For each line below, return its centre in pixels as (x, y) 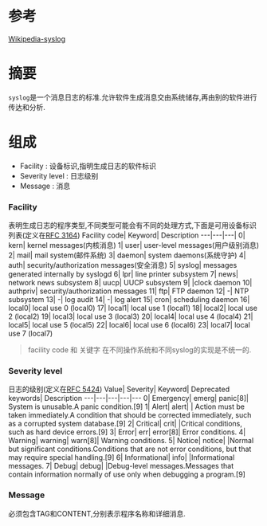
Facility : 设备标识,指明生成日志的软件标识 (88, 166)
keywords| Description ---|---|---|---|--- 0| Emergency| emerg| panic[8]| (129, 398)
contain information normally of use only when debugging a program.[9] (127, 474)
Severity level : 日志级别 (59, 175)
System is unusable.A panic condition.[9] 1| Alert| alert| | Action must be (127, 406)
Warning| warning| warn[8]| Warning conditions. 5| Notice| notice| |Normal (131, 441)
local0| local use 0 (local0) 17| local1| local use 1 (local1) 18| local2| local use (133, 308)
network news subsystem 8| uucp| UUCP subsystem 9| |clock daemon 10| (130, 283)
